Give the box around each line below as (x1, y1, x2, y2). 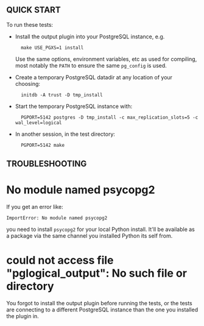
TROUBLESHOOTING (6, 158, 87, 169)
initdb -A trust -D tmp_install (21, 91, 103, 98)
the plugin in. (6, 313, 40, 320)
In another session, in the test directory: (15, 130, 116, 138)
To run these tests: (6, 21, 54, 28)
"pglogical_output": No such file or (6, 266, 188, 280)
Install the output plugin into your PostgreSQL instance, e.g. (15, 33, 165, 40)
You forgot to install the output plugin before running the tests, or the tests (6, 300, 193, 307)
